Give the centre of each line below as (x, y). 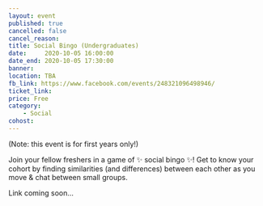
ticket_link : (30, 91)
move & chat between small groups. (68, 177)
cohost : (21, 121)
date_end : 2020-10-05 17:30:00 (61, 61)
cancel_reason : (34, 38)
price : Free (28, 99)
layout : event (32, 16)
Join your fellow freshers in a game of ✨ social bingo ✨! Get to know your (131, 159)
